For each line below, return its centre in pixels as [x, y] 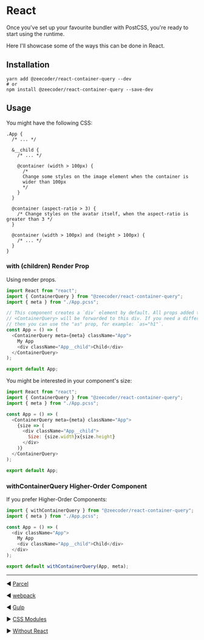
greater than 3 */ [29, 219]
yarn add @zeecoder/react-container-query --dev [69, 79]
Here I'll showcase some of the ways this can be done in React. [86, 46]
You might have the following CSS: [49, 123]
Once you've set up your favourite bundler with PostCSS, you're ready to [97, 27]
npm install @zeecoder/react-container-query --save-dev [80, 89]
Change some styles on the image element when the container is [105, 176]
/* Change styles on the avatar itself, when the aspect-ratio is [103, 214]
